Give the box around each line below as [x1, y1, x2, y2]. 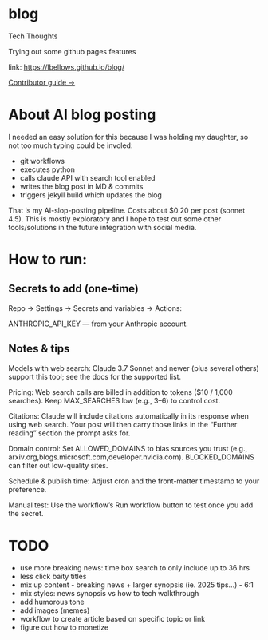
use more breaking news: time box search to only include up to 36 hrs [19, 562, 250, 572]
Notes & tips [8, 342, 70, 356]
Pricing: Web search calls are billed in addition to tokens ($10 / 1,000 [8, 387, 233, 396]
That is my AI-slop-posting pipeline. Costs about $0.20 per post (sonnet [8, 205, 246, 215]
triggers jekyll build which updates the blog [19, 189, 162, 200]
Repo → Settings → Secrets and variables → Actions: [8, 303, 182, 312]
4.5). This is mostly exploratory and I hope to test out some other [8, 213, 222, 224]
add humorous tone [19, 597, 85, 606]
